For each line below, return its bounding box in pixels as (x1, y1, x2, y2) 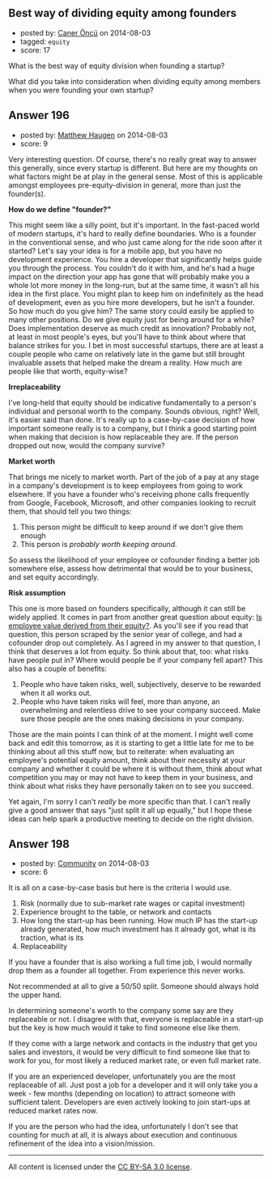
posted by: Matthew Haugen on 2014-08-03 (19, 129, 168, 140)
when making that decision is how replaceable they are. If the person (8, 432, 239, 442)
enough (19, 530, 46, 541)
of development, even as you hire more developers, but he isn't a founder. (8, 297, 255, 307)
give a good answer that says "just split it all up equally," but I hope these (8, 805, 253, 815)
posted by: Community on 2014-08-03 (19, 859, 150, 868)
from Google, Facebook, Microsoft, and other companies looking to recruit (8, 498, 257, 507)
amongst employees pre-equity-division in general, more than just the (8, 180, 241, 189)
